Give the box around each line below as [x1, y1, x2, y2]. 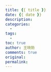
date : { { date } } [5, 12, 42, 17]
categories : [5, 21, 30, 27]
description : [5, 17, 33, 22]
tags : [5, 31, 17, 36]
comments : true [5, 50, 37, 55]
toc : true [5, 41, 26, 46]
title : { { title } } [5, 7, 46, 13]
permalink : [5, 59, 28, 64]
